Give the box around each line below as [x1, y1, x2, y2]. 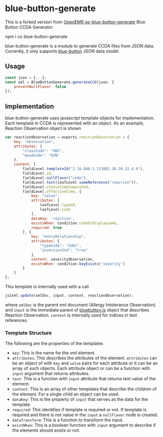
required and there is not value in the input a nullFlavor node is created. [12, 412, 159, 418]
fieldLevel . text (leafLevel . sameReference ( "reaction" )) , [22, 180, 138, 185]
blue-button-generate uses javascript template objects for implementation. [5, 115, 155, 121]
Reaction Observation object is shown [5, 125, 81, 131]
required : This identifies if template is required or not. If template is [12, 407, 147, 413]
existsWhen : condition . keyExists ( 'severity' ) [31, 261, 125, 266]
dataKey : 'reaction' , [31, 216, 75, 221]
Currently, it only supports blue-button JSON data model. [5, 48, 120, 54]
